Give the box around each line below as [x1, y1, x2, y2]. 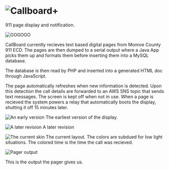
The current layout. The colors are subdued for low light [45, 133, 163, 140]
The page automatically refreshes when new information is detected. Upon [5, 83, 162, 89]
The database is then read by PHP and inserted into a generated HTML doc [5, 67, 163, 74]
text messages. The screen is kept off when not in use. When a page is [5, 93, 154, 99]
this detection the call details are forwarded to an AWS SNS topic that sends [5, 88, 164, 94]
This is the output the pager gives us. [5, 159, 83, 165]
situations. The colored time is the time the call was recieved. [5, 139, 133, 145]
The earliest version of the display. [45, 114, 118, 120]
